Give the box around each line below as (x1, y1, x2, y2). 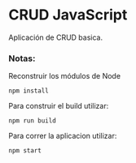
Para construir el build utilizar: (8, 101, 109, 111)
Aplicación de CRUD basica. (8, 32, 103, 42)
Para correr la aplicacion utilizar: (8, 131, 117, 141)
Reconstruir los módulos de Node (8, 71, 121, 81)
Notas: (8, 53, 36, 64)
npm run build (8, 117, 57, 125)
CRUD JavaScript (8, 6, 128, 24)
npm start (8, 147, 42, 155)
